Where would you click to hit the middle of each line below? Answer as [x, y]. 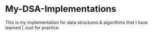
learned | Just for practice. [32, 27]
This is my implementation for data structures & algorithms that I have [76, 22]
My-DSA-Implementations [61, 9]
